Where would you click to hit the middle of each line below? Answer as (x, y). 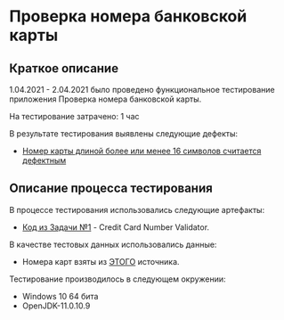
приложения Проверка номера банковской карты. (105, 99)
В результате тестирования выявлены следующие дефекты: (124, 134)
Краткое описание (64, 68)
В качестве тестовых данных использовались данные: (113, 244)
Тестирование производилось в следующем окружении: (118, 279)
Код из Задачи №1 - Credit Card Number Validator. (116, 227)
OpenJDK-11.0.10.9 (56, 306)
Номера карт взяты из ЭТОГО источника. (101, 261)
